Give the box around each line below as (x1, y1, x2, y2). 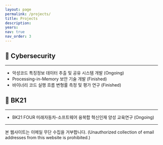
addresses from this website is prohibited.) (5, 134, 91, 140)
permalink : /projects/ (5, 12, 51, 16)
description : (5, 20, 32, 26)
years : (5, 25, 18, 30)
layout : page (5, 7, 32, 12)
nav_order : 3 (5, 34, 32, 39)
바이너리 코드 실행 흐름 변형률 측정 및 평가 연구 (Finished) (12, 82, 121, 87)
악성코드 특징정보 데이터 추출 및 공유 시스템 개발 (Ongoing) (12, 70, 125, 75)
